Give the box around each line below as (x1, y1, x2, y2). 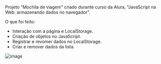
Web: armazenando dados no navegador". (5, 9, 91, 15)
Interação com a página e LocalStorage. (12, 28, 93, 34)
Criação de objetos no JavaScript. (12, 34, 81, 39)
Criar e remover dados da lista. (12, 44, 75, 49)
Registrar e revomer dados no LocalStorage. (12, 39, 102, 44)
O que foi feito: (5, 19, 35, 24)
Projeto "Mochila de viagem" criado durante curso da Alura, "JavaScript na (5, 4, 156, 10)
